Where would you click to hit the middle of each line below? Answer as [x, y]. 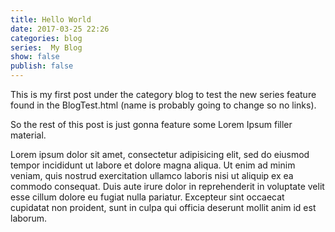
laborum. [29, 218]
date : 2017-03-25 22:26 [60, 29]
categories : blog [46, 38]
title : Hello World [51, 19]
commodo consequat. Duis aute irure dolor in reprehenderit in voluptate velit [167, 186]
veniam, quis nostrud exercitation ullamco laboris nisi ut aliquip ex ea [152, 175]
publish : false [42, 66]
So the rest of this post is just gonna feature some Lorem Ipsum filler [151, 124]
